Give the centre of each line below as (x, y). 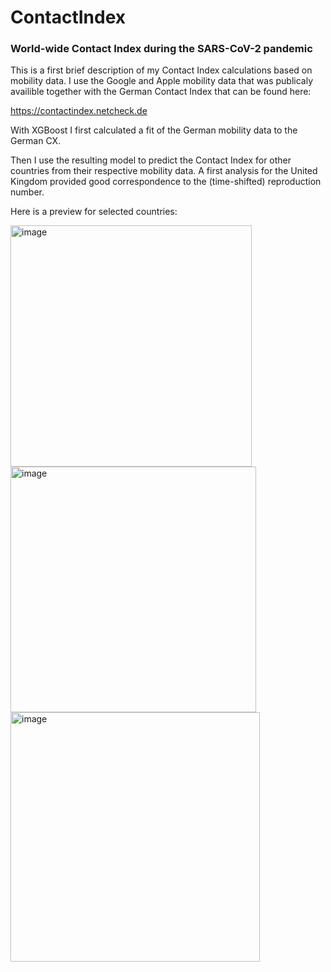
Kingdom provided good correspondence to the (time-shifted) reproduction (166, 182)
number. (27, 192)
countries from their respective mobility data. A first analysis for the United (164, 171)
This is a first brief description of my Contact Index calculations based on (161, 70)
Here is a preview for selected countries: (94, 212)
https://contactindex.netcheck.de (79, 111)
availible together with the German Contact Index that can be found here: (161, 92)
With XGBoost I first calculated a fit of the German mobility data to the (154, 130)
